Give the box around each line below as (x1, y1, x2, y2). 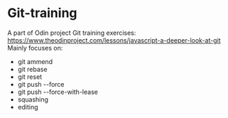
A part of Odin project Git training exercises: (7, 28, 136, 37)
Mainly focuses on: (7, 43, 63, 52)
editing (17, 102, 38, 111)
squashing (17, 95, 48, 104)
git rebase (17, 65, 48, 73)
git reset (17, 73, 43, 81)
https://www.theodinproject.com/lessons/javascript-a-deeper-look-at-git (7, 36, 221, 44)
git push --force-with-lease (17, 87, 98, 96)
